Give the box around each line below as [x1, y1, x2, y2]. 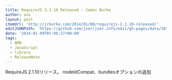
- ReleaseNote [10, 54, 40, 60]
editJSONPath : [5, 26, 36, 31]
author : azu [5, 12, 31, 17]
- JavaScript [10, 45, 38, 50]
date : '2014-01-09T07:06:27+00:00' [5, 31, 81, 36]
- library [10, 50, 31, 55]
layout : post [5, 17, 33, 22]
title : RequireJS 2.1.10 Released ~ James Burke [5, 7, 111, 13]
